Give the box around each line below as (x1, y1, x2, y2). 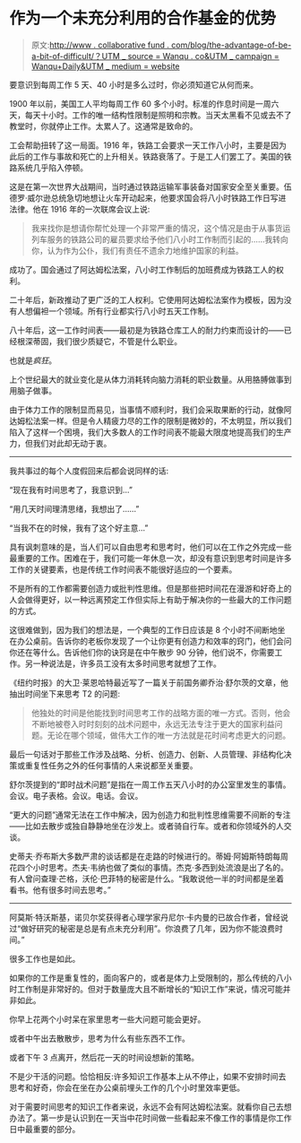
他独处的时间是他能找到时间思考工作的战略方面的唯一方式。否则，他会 (30, 707, 291, 718)
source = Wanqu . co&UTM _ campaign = (127, 50, 279, 61)
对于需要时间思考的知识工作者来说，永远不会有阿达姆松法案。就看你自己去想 (9, 1101, 292, 1112)
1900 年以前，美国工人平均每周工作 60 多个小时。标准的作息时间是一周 (9, 98, 271, 108)
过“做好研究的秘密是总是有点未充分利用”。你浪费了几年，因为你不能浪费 (9, 922, 276, 933)
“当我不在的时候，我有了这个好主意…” (9, 522, 149, 533)
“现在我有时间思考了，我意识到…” (9, 484, 133, 495)
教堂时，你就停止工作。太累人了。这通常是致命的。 (9, 120, 198, 131)
